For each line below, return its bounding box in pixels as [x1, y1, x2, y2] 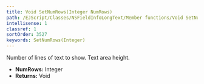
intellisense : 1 [6, 20, 47, 26]
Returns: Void [15, 72, 50, 79]
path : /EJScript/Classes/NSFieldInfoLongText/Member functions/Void [6, 15, 183, 21]
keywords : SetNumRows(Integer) [6, 37, 86, 43]
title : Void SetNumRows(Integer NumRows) [6, 9, 113, 15]
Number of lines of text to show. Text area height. [6, 54, 130, 61]
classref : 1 [6, 26, 36, 32]
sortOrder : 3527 [6, 32, 47, 38]
